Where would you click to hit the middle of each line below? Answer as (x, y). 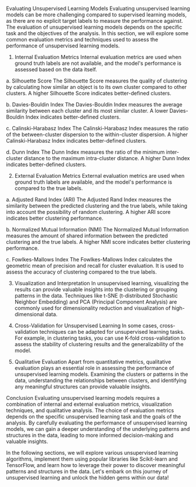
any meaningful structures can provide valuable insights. (83, 386)
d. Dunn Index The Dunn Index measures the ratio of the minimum (85, 152)
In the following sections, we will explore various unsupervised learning (92, 453)
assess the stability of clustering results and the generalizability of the (99, 344)
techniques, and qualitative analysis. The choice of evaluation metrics (90, 410)
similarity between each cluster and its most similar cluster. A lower (87, 111)
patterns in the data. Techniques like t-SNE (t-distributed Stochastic (96, 296)
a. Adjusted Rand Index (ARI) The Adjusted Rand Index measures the (89, 199)
